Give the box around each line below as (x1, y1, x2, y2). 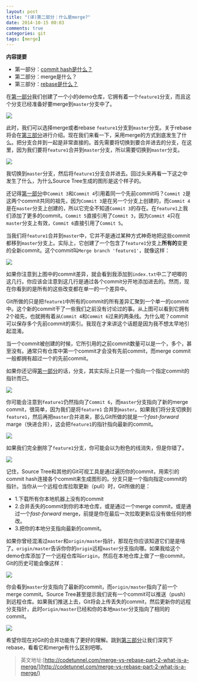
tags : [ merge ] (6, 36, 41, 42)
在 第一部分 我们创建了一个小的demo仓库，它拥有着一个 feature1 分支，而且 (6, 93, 186, 100)
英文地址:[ (20, 657, 45, 663)
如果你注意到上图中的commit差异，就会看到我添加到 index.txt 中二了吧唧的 (6, 270, 187, 277)
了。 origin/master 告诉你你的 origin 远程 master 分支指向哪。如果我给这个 (6, 545, 181, 552)
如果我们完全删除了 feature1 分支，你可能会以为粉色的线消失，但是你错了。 (6, 444, 187, 451)
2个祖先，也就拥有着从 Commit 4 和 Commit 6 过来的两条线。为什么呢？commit (6, 313, 189, 319)
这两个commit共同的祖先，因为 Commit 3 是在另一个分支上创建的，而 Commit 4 (6, 198, 190, 204)
